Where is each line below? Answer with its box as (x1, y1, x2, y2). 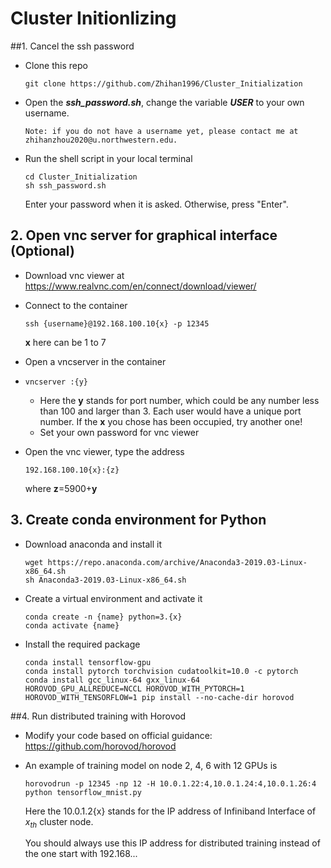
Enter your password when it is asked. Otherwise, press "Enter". (24, 198, 289, 210)
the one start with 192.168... (24, 848, 138, 860)
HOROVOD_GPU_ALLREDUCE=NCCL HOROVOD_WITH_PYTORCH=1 (24, 683, 245, 694)
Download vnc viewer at (24, 269, 125, 281)
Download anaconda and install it (24, 538, 162, 550)
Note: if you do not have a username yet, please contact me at (24, 126, 299, 136)
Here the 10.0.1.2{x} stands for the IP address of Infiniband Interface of (24, 805, 317, 817)
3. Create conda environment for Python (10, 512, 267, 529)
